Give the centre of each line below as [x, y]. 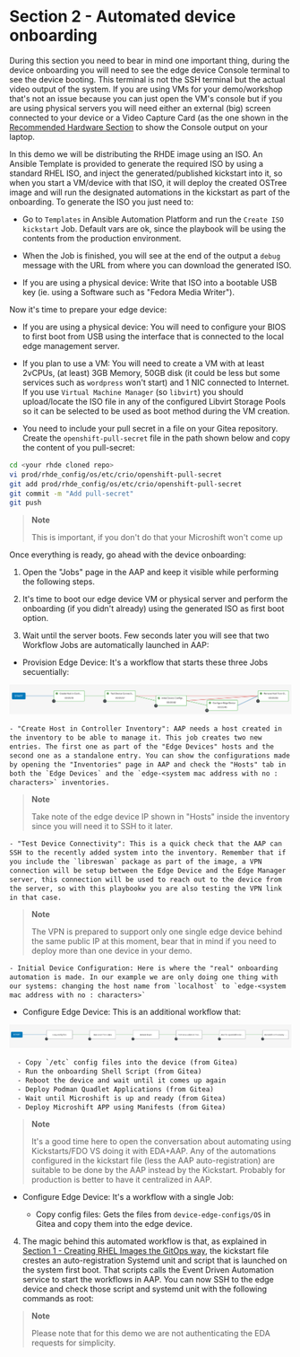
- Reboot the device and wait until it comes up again [122, 1080]
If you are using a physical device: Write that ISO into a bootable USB [150, 282]
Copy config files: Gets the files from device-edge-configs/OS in [153, 1214]
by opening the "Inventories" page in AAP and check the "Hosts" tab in [148, 765]
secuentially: [46, 672]
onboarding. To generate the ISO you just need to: [102, 201]
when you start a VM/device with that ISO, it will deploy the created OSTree [148, 182]
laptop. [22, 136]
